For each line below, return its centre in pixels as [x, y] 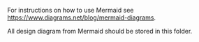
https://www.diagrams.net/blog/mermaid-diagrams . [81, 17]
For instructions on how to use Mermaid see [71, 10]
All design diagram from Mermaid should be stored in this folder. [100, 31]
